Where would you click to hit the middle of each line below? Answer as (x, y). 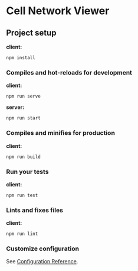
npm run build (24, 157)
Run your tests (27, 172)
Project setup (32, 33)
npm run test (22, 195)
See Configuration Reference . (42, 262)
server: (15, 107)
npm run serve (24, 96)
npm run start (24, 118)
